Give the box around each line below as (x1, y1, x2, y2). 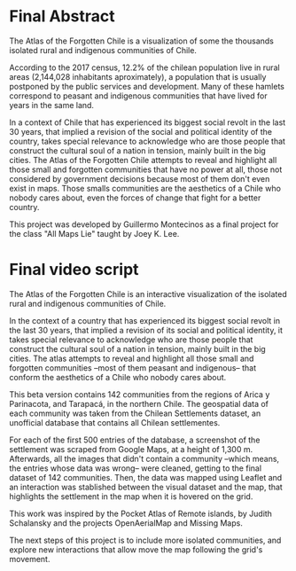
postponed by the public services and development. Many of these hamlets (9, 81, 285, 91)
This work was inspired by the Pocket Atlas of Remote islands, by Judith (9, 508, 273, 519)
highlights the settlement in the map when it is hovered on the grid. (9, 490, 253, 502)
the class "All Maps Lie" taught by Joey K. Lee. (9, 228, 180, 239)
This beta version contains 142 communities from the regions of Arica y (9, 388, 270, 400)
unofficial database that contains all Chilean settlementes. (9, 417, 221, 427)
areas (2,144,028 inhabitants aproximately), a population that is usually (9, 71, 267, 82)
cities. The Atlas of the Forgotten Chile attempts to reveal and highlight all (9, 154, 277, 165)
